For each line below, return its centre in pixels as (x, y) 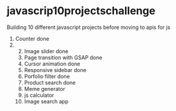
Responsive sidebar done (55, 70)
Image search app (46, 101)
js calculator (39, 95)
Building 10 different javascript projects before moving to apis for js (89, 27)
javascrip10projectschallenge (81, 11)
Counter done (32, 38)
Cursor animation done (52, 64)
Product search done (50, 82)
